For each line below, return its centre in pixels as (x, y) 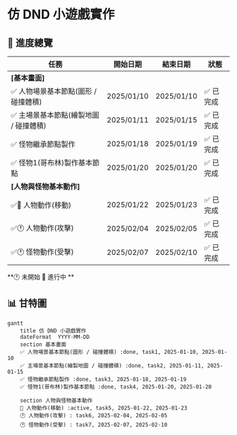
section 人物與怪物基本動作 (56, 400)
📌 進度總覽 (30, 43)
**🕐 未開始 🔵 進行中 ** (41, 277)
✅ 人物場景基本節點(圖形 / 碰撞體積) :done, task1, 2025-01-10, (110, 352)
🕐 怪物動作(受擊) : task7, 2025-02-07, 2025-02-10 (94, 424)
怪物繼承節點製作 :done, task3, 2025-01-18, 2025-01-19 (107, 379)
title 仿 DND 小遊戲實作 (53, 330)
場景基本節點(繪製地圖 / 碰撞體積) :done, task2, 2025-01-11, (119, 365)
